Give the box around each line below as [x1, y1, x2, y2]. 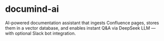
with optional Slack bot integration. [5, 30, 76, 36]
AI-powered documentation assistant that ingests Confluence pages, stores [5, 20, 159, 26]
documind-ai [5, 3, 59, 15]
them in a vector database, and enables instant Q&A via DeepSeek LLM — [5, 25, 156, 31]
